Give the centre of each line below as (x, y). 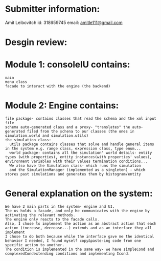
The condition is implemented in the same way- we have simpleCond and (80, 249)
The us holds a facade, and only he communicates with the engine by (78, 211)
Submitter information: (53, 9)
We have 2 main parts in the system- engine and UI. (60, 206)
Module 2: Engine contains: (62, 106)
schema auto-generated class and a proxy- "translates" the (68, 127)
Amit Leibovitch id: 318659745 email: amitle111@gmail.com (64, 22)
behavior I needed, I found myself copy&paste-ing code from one (73, 240)
